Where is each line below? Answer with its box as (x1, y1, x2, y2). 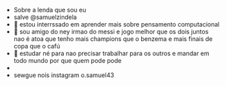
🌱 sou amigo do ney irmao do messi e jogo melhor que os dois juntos (13, 27, 209, 35)
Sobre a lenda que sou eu (13, 6, 87, 14)
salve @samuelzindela (13, 13, 77, 21)
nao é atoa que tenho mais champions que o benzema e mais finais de (13, 35, 213, 43)
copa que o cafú (13, 42, 60, 50)
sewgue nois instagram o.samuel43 (13, 71, 114, 79)
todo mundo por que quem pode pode (13, 57, 122, 64)
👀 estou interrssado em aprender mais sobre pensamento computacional (13, 20, 220, 28)
